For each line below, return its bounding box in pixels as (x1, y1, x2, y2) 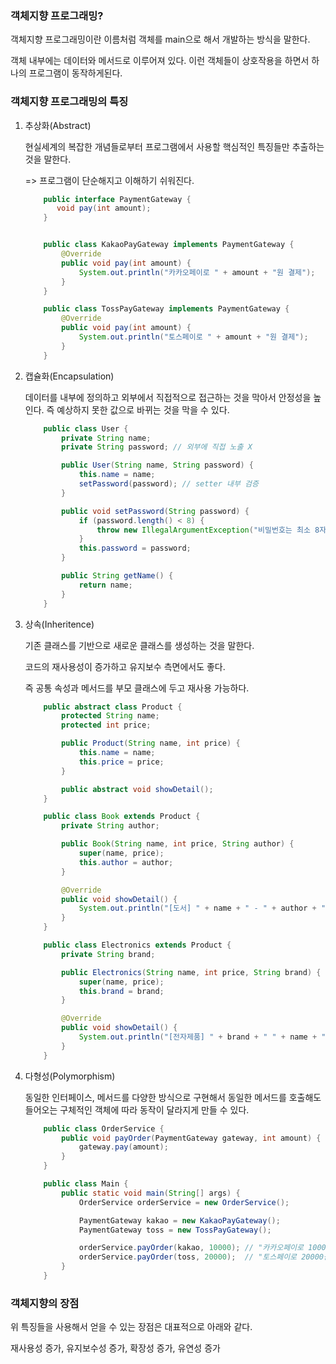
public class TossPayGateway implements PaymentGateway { (43, 304, 290, 314)
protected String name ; (61, 711, 160, 721)
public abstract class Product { (43, 702, 183, 712)
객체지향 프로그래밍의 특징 (10, 95, 129, 109)
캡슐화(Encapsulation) (24, 370, 115, 382)
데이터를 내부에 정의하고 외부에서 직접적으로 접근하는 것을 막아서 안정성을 (24, 391, 312, 403)
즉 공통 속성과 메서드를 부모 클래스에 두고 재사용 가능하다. (24, 682, 250, 694)
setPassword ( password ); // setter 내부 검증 (78, 479, 259, 489)
